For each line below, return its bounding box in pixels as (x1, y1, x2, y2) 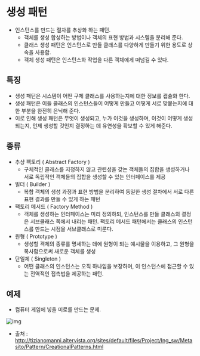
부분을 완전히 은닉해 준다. (21, 107, 81, 114)
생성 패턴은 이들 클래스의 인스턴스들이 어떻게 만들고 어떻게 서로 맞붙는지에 (14, 100, 187, 107)
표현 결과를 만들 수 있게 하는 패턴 (23, 195, 100, 203)
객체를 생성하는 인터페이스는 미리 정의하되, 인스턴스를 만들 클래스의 (23, 210, 180, 218)
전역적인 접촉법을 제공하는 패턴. (30, 270, 104, 277)
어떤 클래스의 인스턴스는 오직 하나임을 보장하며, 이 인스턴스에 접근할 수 (23, 262, 188, 270)
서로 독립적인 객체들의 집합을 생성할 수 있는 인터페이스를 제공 (23, 173, 166, 180)
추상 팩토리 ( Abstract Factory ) (14, 158, 90, 165)
